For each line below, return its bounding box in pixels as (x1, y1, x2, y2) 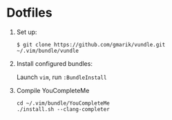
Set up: (16, 28, 37, 36)
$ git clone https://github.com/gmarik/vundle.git (16, 41, 166, 48)
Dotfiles (6, 5, 52, 21)
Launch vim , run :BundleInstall (16, 73, 107, 81)
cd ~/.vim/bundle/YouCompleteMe (16, 99, 110, 107)
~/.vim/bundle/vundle (16, 47, 79, 54)
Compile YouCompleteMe (16, 86, 90, 94)
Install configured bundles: (16, 59, 93, 67)
